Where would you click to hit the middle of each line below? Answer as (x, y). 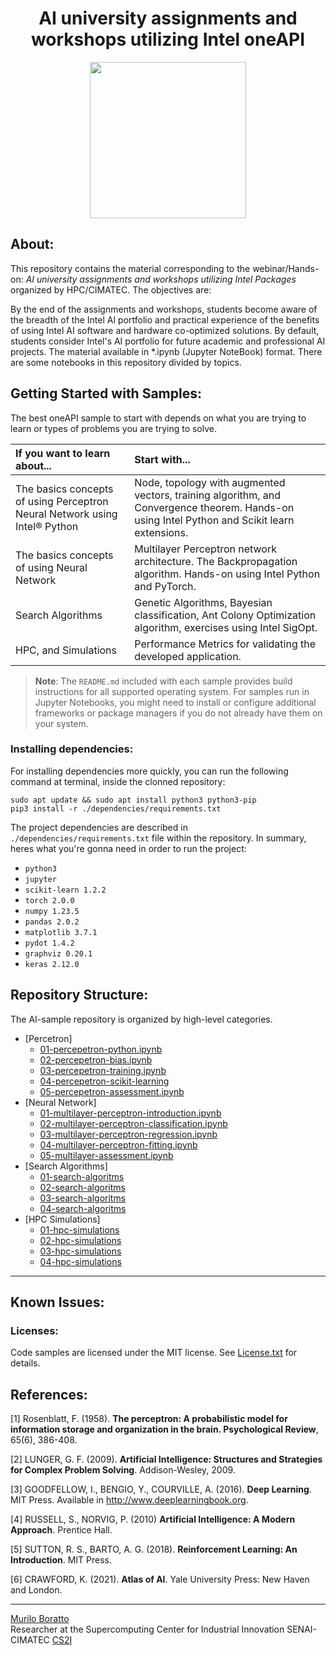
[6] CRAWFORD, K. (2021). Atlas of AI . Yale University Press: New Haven (160, 1579)
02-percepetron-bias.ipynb (96, 1059)
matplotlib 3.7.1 (61, 932)
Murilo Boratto (40, 1619)
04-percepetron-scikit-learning (104, 1081)
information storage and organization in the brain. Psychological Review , (164, 1429)
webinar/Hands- (286, 268)
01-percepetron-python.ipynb (101, 1049)
